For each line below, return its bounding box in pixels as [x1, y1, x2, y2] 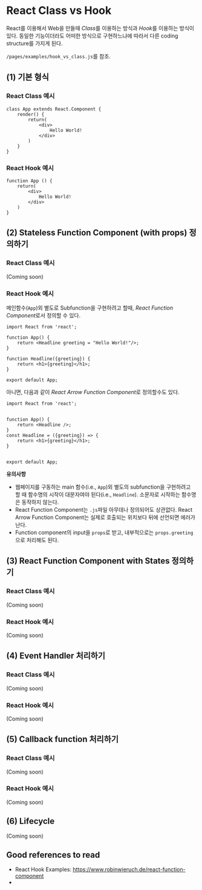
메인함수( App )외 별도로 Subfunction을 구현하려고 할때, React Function [6, 304, 174, 311]
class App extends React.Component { [6, 106, 102, 112]
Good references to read [6, 850, 100, 860]
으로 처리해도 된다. [15, 536, 59, 543]
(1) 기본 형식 [6, 72, 50, 83]
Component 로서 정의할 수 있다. [6, 311, 80, 319]
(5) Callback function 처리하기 [6, 734, 119, 744]
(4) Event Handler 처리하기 [6, 651, 106, 661]
